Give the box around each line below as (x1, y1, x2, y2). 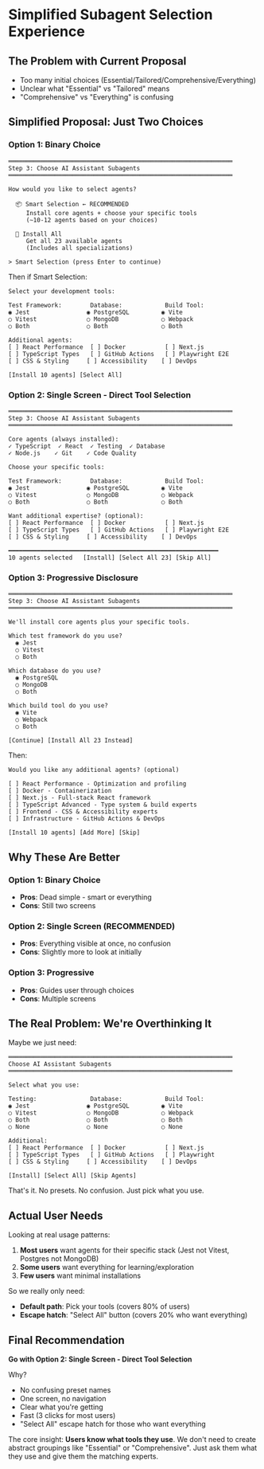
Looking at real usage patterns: (8, 1230, 111, 1240)
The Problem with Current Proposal (8, 54, 187, 68)
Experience (8, 22, 85, 41)
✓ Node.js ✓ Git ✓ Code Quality (8, 449, 137, 457)
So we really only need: (8, 1287, 85, 1296)
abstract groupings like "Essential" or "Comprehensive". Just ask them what (8, 1444, 258, 1452)
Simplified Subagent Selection (8, 6, 213, 24)
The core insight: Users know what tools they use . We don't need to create (8, 1435, 257, 1444)
